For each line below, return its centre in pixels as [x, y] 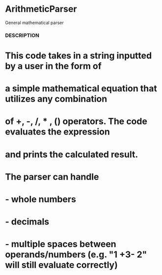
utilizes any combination [56, 99]
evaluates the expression [58, 132]
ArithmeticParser [41, 9]
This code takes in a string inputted [79, 56]
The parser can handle [52, 177]
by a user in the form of [53, 66]
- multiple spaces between [61, 244]
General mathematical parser [34, 23]
